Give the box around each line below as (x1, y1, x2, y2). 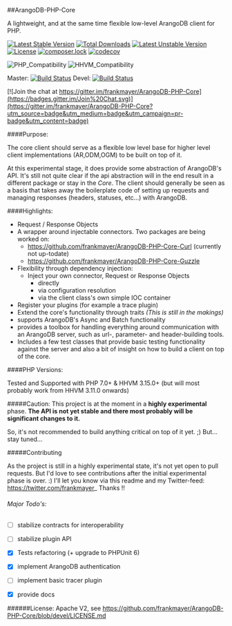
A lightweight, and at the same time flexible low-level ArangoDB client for (7, 19, 215, 27)
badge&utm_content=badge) (7, 117, 89, 125)
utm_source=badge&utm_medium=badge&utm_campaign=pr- (7, 110, 184, 117)
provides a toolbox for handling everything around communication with (17, 323, 220, 331)
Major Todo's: (7, 500, 47, 508)
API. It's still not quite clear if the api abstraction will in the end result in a (7, 172, 214, 179)
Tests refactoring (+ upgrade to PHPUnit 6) (17, 549, 140, 557)
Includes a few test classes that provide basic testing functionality (17, 338, 206, 346)
